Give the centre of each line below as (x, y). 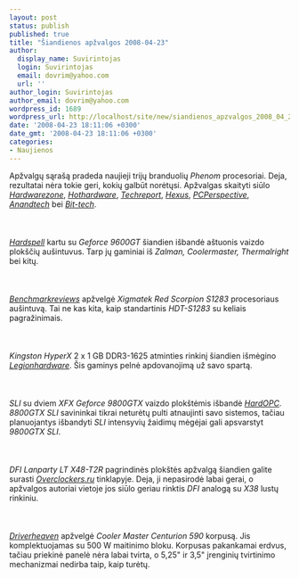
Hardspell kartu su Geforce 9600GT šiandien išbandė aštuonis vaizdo (137, 242)
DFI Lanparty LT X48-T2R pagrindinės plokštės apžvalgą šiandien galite (141, 469)
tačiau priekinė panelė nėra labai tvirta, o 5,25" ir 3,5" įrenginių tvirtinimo (142, 555)
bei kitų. (24, 260)
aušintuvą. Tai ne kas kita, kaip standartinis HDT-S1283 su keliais (128, 308)
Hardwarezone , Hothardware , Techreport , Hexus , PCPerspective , (129, 194)
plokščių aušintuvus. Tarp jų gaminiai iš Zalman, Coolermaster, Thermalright (149, 252)
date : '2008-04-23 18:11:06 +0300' (75, 126)
